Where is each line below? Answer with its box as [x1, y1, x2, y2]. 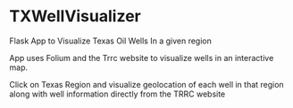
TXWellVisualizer [9, 6, 141, 27]
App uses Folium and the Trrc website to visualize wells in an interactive [9, 52, 274, 63]
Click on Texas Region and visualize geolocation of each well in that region [9, 79, 284, 89]
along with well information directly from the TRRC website [9, 89, 226, 99]
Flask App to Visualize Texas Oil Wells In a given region [9, 35, 212, 46]
